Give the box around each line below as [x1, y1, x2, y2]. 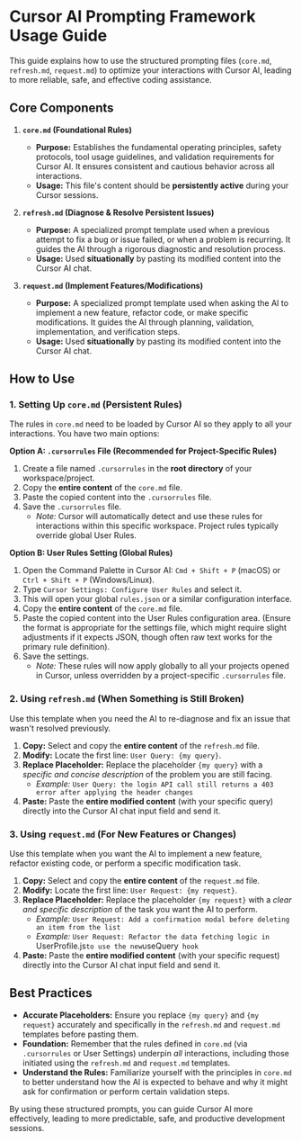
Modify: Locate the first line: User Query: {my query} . [22, 750, 222, 760]
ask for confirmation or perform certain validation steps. [22, 1086, 231, 1097]
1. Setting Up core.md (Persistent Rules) [9, 399, 182, 411]
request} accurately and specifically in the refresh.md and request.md [22, 1019, 280, 1029]
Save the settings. [22, 651, 90, 662]
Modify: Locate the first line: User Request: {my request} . [22, 885, 238, 896]
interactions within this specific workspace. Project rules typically [35, 520, 279, 532]
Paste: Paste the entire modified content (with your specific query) [22, 795, 274, 806]
